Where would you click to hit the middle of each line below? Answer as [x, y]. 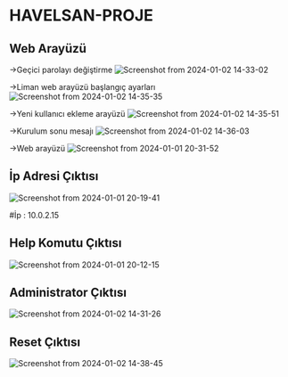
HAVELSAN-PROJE [82, 16]
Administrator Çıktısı [68, 293]
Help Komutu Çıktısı [66, 243]
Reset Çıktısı [45, 342]
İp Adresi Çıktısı [54, 176]
